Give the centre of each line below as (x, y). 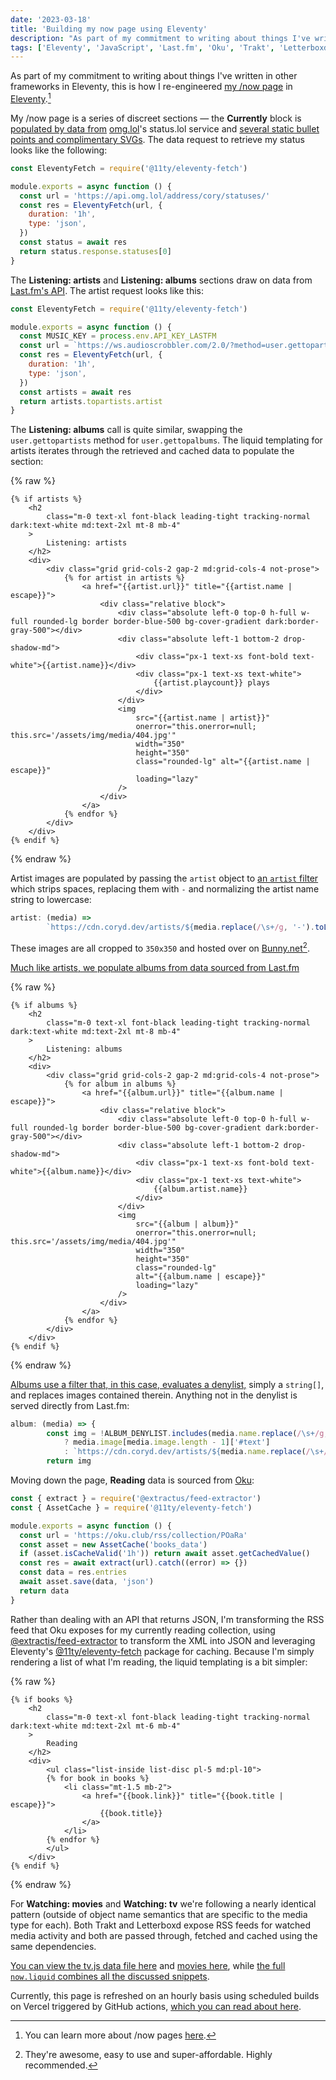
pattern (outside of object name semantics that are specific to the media (159, 1914)
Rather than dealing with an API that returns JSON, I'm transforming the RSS (167, 1619)
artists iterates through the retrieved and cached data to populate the (152, 451)
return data (44, 1591)
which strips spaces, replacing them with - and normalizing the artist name (165, 889)
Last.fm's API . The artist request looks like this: (107, 290)
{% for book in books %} (98, 1778)
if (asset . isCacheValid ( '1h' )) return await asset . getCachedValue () (165, 1554)
